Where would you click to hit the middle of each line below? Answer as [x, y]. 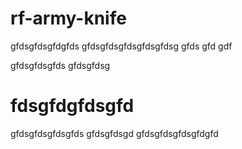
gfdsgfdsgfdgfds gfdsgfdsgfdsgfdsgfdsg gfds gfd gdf [121, 46]
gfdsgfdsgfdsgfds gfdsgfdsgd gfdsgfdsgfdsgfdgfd [114, 133]
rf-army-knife [68, 18]
